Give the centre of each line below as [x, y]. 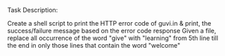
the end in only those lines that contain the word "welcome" [94, 45]
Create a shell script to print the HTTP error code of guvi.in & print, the [109, 23]
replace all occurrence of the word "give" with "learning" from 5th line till [113, 38]
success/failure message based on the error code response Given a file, [112, 31]
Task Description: [33, 10]
